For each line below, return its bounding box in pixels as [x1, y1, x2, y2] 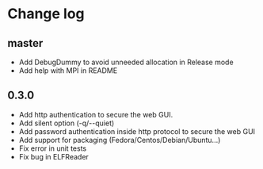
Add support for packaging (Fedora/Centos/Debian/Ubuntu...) [18, 135, 221, 144]
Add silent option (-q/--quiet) [18, 118, 115, 128]
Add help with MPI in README [18, 66, 118, 75]
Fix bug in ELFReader [18, 152, 89, 161]
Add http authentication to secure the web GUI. [18, 109, 173, 119]
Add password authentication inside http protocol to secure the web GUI [18, 126, 255, 136]
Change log [7, 5, 85, 23]
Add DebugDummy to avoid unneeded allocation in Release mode [18, 57, 234, 67]
